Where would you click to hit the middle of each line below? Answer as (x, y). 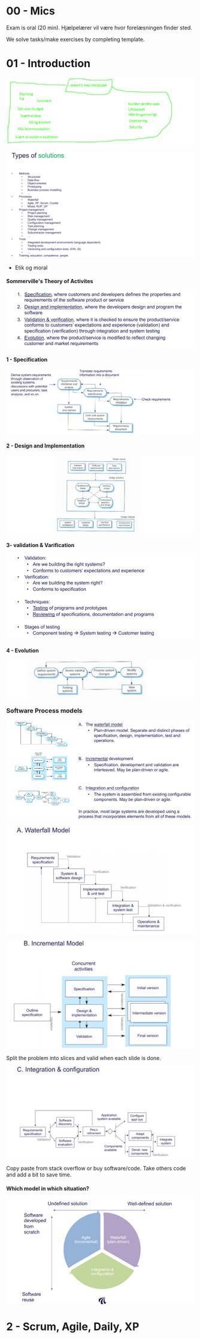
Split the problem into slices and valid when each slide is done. (84, 1058)
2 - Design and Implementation (46, 446)
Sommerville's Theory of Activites (50, 281)
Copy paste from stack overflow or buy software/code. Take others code (96, 1169)
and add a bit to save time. (39, 1175)
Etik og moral (31, 268)
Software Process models (44, 711)
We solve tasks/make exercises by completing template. (75, 39)
